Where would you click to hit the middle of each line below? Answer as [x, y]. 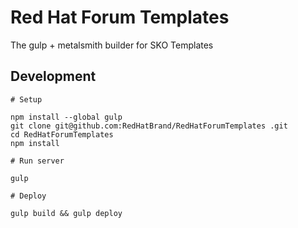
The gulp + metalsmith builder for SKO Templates [112, 45]
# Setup [26, 99]
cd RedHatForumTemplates [62, 134]
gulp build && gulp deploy [66, 213]
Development [53, 76]
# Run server [37, 161]
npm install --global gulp [66, 117]
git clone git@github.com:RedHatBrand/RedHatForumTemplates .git [149, 126]
